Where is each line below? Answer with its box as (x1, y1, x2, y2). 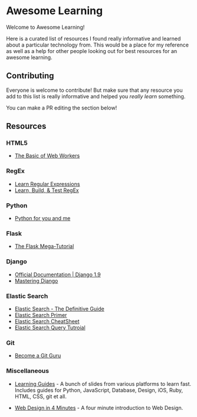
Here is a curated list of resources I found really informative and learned (6, 35, 181, 42)
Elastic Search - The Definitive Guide (14, 305, 104, 312)
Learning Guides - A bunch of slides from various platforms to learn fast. (14, 380, 192, 387)
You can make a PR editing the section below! (6, 104, 117, 111)
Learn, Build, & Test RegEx (14, 187, 79, 194)
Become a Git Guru (14, 352, 61, 359)
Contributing (6, 71, 54, 81)
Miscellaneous (6, 367, 49, 375)
